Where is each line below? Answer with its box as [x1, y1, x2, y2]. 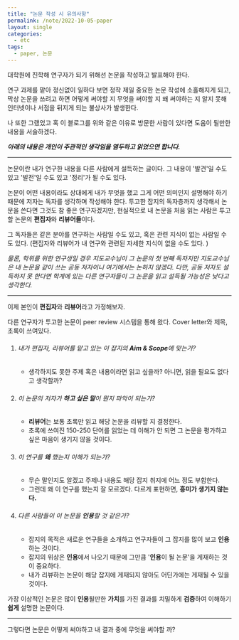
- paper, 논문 [14, 50, 53, 58]
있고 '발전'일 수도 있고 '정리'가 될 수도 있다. [7, 173, 127, 181]
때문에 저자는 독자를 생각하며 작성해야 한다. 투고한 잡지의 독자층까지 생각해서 [7, 197, 221, 206]
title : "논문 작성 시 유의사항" [7, 10, 90, 18]
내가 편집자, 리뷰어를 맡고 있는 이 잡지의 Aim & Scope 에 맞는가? [17, 344, 196, 353]
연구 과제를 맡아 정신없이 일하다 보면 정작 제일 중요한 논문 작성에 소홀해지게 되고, [7, 85, 231, 94]
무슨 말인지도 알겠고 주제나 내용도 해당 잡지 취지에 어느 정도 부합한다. [28, 476, 221, 484]
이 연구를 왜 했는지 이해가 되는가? [17, 452, 110, 461]
